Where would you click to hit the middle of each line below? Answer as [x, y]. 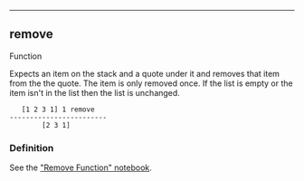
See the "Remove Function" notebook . [81, 167]
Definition [32, 148]
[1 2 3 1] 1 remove [58, 110]
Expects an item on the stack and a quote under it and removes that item [145, 73]
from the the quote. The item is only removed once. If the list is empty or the [151, 83]
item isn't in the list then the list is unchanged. [95, 92]
